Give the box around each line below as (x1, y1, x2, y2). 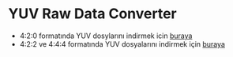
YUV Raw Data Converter (8, 5, 178, 23)
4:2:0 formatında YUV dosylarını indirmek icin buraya (19, 31, 193, 40)
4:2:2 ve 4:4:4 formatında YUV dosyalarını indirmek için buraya (19, 39, 225, 48)
